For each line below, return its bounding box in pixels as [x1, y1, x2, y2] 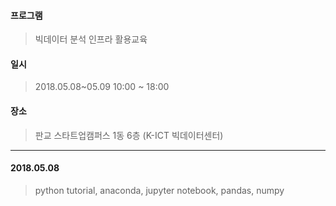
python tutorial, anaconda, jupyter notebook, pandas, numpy [34, 184, 285, 196]
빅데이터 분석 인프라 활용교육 [34, 33, 148, 45]
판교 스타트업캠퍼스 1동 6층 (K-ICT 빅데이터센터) [34, 129, 224, 141]
